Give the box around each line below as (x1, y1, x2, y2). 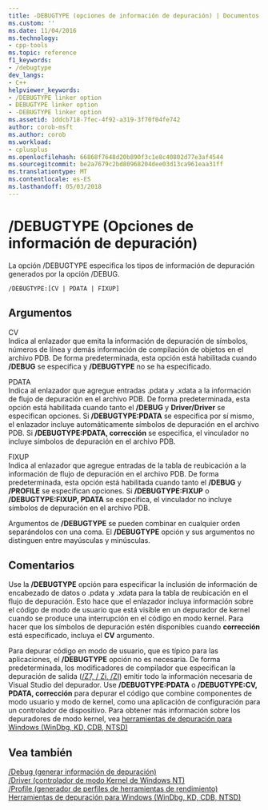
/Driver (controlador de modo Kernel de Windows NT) (8, 776, 186, 785)
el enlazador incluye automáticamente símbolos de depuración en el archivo (8, 419, 260, 429)
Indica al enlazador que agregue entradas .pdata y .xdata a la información (8, 385, 252, 395)
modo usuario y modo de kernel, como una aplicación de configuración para (8, 697, 261, 707)
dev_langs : (8, 71, 45, 79)
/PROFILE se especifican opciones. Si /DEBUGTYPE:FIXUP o (8, 485, 210, 496)
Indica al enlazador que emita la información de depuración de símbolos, (8, 336, 248, 345)
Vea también (8, 745, 73, 760)
